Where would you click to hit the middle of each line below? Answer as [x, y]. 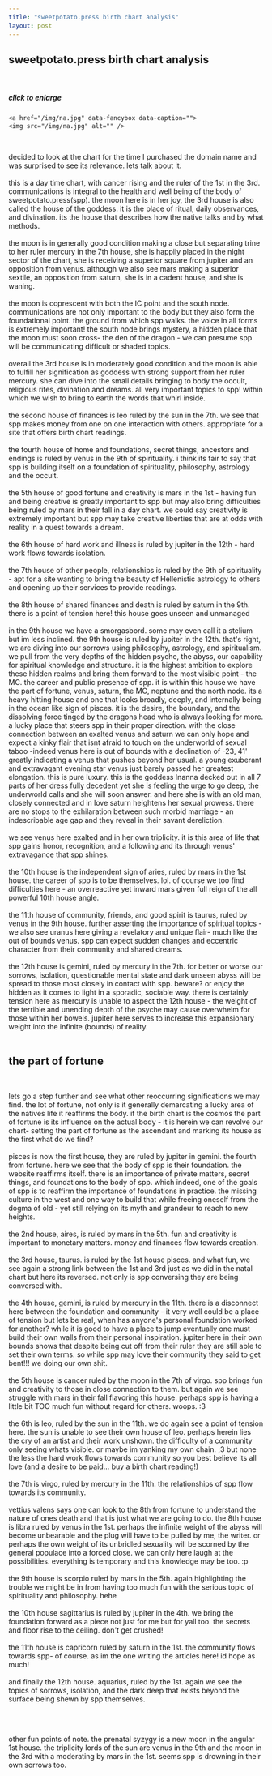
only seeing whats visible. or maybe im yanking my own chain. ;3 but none [132, 1449]
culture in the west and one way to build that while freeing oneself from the [134, 1200]
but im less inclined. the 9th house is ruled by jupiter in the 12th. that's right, [135, 640]
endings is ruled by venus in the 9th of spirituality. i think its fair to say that [132, 459]
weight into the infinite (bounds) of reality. [78, 1027]
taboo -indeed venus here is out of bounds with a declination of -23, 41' [128, 751]
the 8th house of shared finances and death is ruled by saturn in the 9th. [129, 605]
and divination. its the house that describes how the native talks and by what [136, 217]
